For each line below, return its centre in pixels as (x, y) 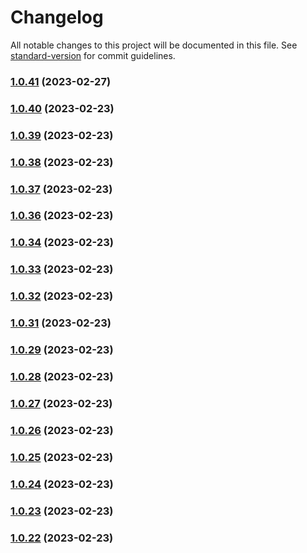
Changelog (57, 17)
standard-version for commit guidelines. (93, 55)
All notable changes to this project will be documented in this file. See (154, 45)
